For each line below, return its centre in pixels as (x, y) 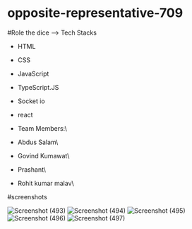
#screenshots (27, 196)
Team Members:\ (42, 128)
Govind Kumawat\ (43, 155)
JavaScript (33, 74)
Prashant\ (32, 169)
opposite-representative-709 (95, 13)
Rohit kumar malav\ (46, 183)
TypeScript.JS (38, 87)
